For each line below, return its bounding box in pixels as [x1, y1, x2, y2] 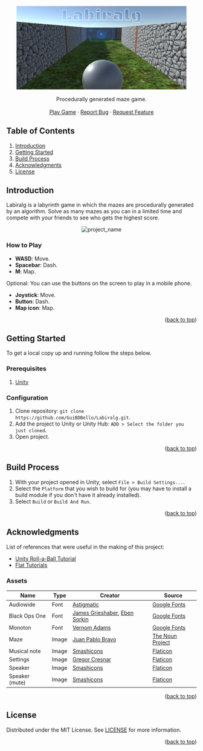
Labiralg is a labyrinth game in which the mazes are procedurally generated [6, 201, 194, 209]
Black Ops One [8, 612, 47, 619]
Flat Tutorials [14, 561, 48, 569]
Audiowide [8, 601, 36, 608]
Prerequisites [6, 364, 47, 373]
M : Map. [14, 267, 36, 275]
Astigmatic [72, 601, 100, 608]
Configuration [6, 393, 48, 402]
